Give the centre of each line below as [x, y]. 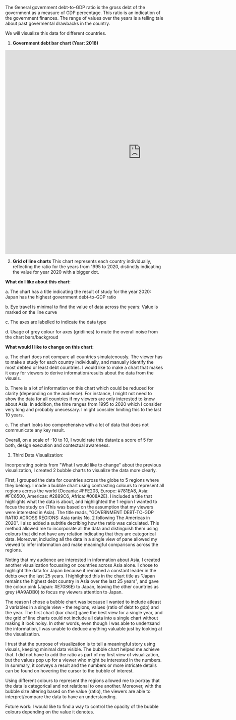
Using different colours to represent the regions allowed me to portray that [82, 681]
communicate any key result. [35, 430]
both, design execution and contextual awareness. [57, 445]
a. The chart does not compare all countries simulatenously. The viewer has [84, 357]
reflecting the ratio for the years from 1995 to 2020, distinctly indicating [87, 267]
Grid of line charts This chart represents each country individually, [82, 261]
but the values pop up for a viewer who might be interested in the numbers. [83, 660]
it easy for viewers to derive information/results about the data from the [79, 373]
